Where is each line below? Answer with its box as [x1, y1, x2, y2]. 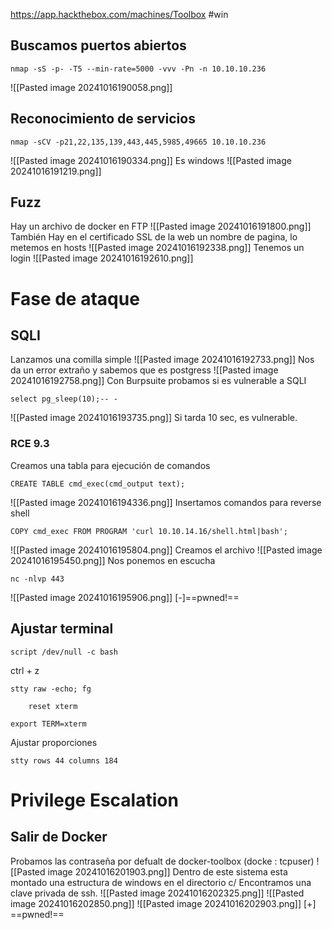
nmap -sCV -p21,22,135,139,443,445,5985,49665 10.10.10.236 [10, 137, 267, 147]
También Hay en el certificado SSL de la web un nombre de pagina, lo [10, 231, 298, 243]
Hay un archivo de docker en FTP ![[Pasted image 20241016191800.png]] [10, 220, 312, 233]
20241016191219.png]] [10, 165, 102, 177]
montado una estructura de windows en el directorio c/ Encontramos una [10, 876, 312, 888]
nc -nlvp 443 [10, 574, 65, 584]
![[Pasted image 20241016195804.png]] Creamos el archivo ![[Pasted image [10, 544, 323, 556]
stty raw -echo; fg [10, 684, 92, 694]
